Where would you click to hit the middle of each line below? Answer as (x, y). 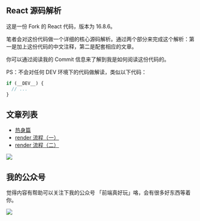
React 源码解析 (34, 11)
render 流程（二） (37, 145)
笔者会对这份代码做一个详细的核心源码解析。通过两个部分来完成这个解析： (98, 39)
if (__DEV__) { (25, 83)
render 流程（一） (37, 138)
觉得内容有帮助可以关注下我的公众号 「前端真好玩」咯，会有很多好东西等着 (99, 193)
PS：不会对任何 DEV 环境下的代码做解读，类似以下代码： (76, 72)
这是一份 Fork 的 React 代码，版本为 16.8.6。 (61, 26)
